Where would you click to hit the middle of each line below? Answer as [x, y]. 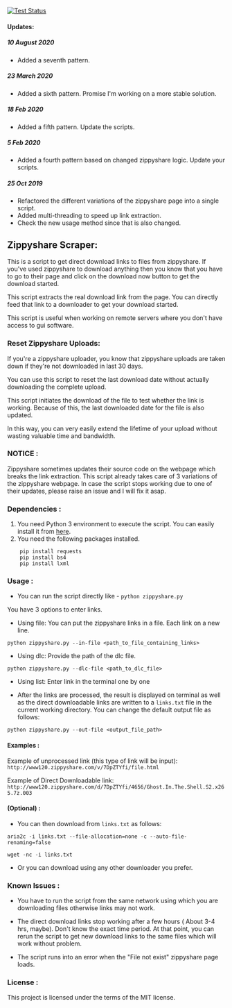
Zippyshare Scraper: [53, 245]
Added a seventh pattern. [53, 60]
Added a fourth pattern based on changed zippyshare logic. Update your [121, 160]
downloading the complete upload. [57, 387]
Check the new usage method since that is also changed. [99, 223]
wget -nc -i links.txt [40, 855]
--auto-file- [169, 837]
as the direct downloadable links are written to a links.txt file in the [115, 703]
